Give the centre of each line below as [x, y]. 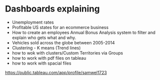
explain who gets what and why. [44, 38]
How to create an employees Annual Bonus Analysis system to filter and [84, 32]
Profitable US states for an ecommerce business [60, 27]
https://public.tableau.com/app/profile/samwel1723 [56, 72]
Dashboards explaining [52, 9]
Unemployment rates [33, 22]
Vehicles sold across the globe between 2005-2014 [63, 42]
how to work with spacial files [42, 63]
